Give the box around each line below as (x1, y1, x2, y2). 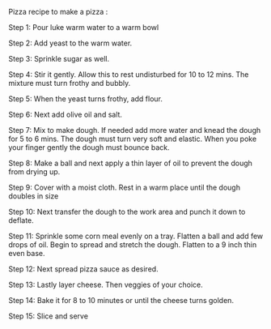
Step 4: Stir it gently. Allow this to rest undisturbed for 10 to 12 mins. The (8, 70, 249, 79)
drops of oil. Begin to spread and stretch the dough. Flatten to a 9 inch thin (8, 240, 257, 250)
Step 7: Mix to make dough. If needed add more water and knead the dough (8, 126, 261, 135)
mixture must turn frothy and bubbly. (8, 79, 131, 88)
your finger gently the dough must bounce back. (8, 143, 170, 152)
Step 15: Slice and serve (8, 311, 89, 321)
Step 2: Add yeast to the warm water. (8, 38, 133, 48)
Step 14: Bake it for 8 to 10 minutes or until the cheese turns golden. (8, 296, 235, 305)
